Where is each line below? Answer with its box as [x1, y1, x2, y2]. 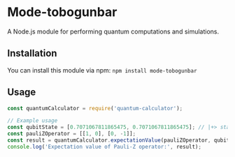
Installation [7, 47, 57, 59]
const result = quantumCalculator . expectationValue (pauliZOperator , [7, 137, 211, 144]
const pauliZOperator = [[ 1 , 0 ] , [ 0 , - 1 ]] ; [7, 130, 136, 137]
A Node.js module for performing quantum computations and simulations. [7, 27, 220, 36]
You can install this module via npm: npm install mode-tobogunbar [7, 66, 197, 74]
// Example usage [7, 117, 58, 124]
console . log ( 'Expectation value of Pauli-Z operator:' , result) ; [7, 143, 201, 150]
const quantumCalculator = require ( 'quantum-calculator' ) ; [7, 105, 183, 112]
